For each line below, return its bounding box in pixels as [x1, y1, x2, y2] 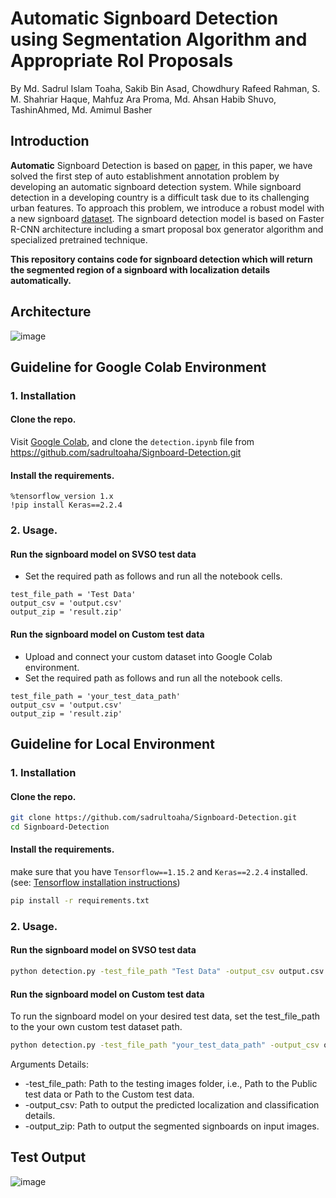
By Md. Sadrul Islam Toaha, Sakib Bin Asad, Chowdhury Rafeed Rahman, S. [10, 82, 321, 94]
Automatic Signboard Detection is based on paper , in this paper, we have [10, 159, 313, 171]
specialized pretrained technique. [10, 233, 148, 246]
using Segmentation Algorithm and [10, 28, 308, 51]
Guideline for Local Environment [10, 736, 215, 752]
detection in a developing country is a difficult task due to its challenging [10, 191, 310, 203]
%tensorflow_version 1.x [10, 492, 114, 502]
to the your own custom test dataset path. [10, 1021, 183, 1033]
